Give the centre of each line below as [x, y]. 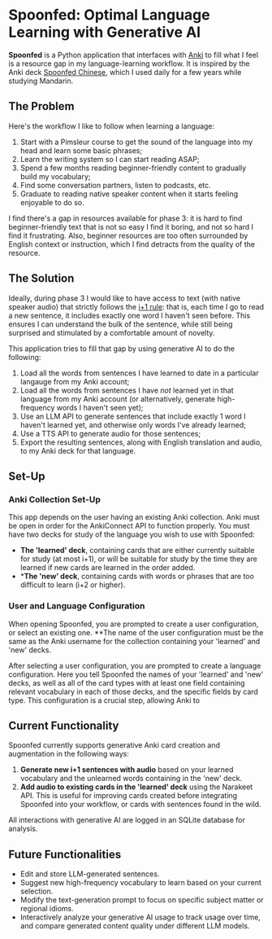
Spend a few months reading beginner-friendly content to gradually [133, 168]
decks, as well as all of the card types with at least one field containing [127, 682]
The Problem [41, 106]
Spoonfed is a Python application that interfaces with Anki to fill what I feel [133, 55]
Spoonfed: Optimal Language [109, 15]
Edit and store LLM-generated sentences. [90, 874]
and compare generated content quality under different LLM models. [135, 926]
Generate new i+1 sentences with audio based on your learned [127, 770]
